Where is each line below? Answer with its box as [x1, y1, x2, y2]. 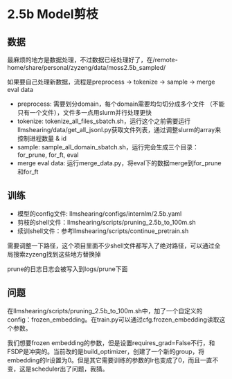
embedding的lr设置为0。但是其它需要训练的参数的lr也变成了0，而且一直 [7, 355, 213, 364]
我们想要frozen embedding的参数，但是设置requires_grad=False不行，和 [7, 338, 215, 346]
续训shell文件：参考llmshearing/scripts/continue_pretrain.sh [17, 226, 189, 235]
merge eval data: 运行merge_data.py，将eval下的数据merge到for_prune [17, 159, 222, 167]
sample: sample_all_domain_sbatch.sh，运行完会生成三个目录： [17, 143, 199, 151]
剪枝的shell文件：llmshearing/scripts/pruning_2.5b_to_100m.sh [17, 218, 196, 226]
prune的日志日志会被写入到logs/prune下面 [7, 264, 128, 273]
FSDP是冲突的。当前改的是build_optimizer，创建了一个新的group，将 [7, 347, 205, 355]
